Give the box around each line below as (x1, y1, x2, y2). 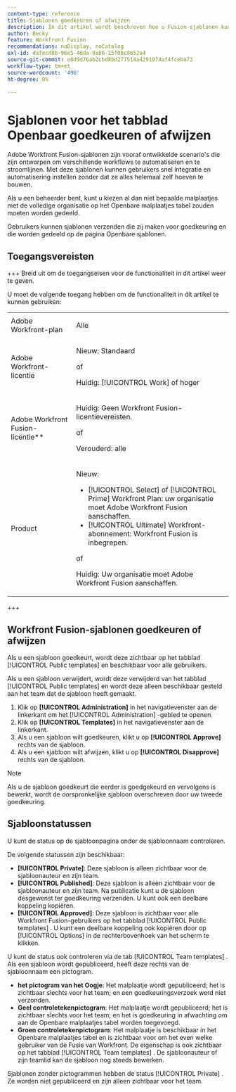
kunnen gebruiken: (7, 298, 62, 306)
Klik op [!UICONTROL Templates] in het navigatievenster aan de (17, 718, 204, 726)
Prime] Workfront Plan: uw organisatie (87, 494, 214, 504)
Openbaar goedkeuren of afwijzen (7, 127, 211, 143)
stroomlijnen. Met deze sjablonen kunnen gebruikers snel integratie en (7, 165, 211, 174)
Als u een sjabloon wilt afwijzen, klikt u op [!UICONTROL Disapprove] (17, 747, 220, 756)
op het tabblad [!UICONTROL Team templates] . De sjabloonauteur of (17, 1048, 218, 1056)
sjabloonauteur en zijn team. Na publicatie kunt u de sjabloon (17, 886, 195, 894)
